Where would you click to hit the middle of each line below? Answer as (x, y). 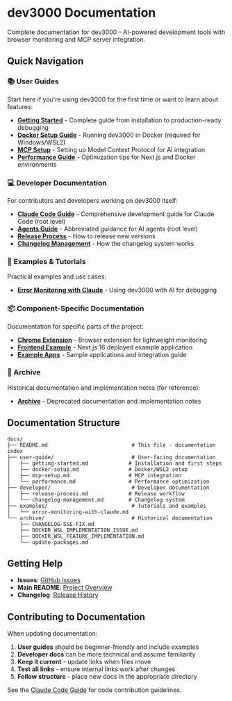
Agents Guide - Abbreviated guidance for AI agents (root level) (107, 229)
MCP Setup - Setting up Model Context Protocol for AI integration (111, 149)
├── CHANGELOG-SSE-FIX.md (57, 524)
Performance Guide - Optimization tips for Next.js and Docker (106, 157)
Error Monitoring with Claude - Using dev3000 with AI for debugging (117, 290)
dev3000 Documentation (82, 13)
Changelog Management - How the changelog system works (106, 243)
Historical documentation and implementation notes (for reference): (104, 388)
